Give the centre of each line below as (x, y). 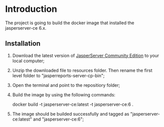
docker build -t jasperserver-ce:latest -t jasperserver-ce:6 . (73, 104)
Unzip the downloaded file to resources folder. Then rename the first (82, 70)
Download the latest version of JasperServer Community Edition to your (86, 55)
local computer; (28, 61)
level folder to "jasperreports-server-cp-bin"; (58, 76)
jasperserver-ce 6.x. (26, 28)
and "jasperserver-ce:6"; (58, 119)
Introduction (31, 9)
